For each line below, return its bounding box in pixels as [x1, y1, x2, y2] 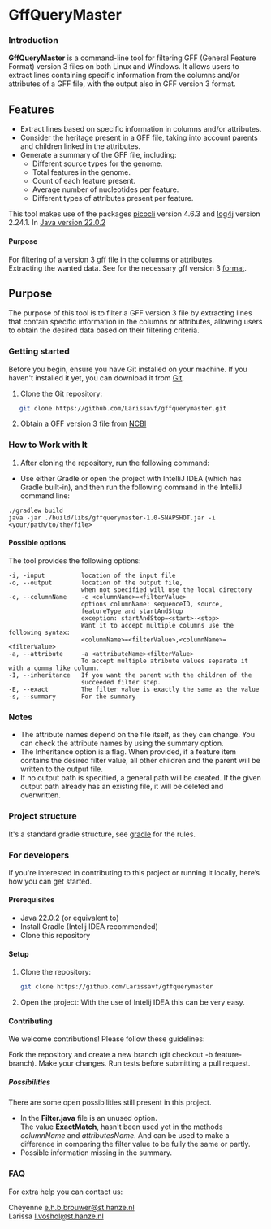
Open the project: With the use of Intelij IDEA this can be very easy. [19, 997, 245, 1007]
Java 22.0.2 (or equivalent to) [19, 913, 119, 923]
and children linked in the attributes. [19, 141, 140, 151]
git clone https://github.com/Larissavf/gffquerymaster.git [19, 404, 227, 412]
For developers [8, 849, 70, 861]
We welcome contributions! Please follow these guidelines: [8, 1034, 205, 1044]
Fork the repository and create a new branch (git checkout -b [8, 1050, 213, 1060]
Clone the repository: [19, 967, 92, 977]
